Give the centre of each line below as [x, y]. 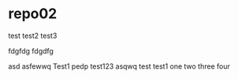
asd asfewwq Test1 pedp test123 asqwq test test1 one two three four [119, 66]
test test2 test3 [33, 36]
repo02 [33, 14]
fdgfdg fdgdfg [31, 51]
